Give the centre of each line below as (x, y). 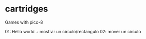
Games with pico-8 (24, 22)
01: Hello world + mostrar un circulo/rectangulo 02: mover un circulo (73, 31)
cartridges (27, 9)
